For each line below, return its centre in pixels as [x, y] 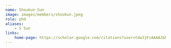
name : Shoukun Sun [25, 10]
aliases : [15, 24]
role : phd [16, 19]
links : [12, 33]
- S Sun [22, 28]
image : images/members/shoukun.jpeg [44, 14]
